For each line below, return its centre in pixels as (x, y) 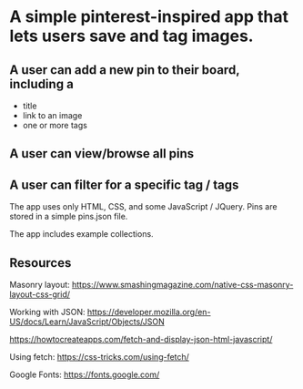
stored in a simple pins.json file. (69, 217)
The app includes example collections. (81, 234)
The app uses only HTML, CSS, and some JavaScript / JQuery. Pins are (143, 207)
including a (42, 84)
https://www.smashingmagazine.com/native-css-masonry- (182, 285)
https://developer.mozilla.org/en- (149, 312)
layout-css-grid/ (40, 294)
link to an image (52, 115)
